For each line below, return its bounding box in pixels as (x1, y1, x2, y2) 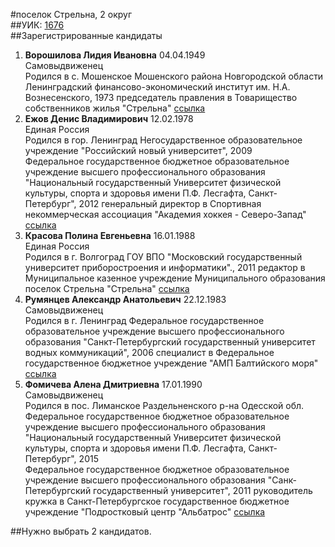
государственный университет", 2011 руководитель (93, 485, 313, 496)
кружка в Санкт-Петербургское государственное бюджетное (24, 495, 290, 507)
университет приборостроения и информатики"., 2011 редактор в (24, 262, 306, 273)
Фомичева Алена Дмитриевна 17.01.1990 (24, 379, 203, 390)
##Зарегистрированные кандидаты (10, 30, 163, 41)
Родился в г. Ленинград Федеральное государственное (24, 315, 265, 326)
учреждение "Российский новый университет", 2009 (24, 145, 253, 156)
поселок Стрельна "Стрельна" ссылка (24, 283, 190, 294)
